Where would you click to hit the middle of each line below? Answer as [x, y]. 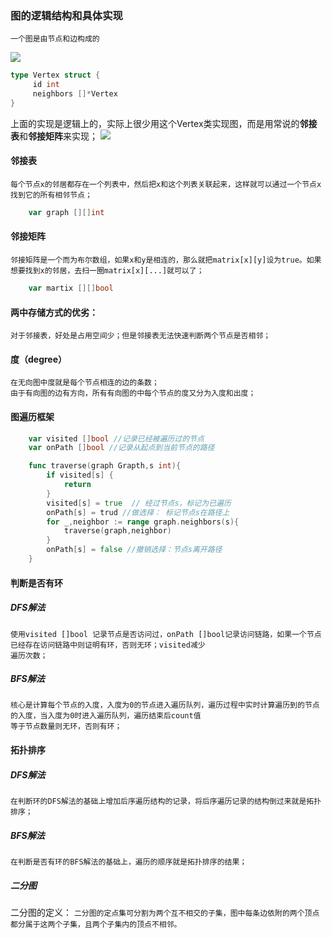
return [77, 485]
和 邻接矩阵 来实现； [58, 136]
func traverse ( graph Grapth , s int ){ [105, 466]
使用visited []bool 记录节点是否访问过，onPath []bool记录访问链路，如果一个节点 [166, 634]
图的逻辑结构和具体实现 [66, 15]
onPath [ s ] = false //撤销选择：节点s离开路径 [134, 550]
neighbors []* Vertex [75, 94]
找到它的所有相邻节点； [51, 195]
